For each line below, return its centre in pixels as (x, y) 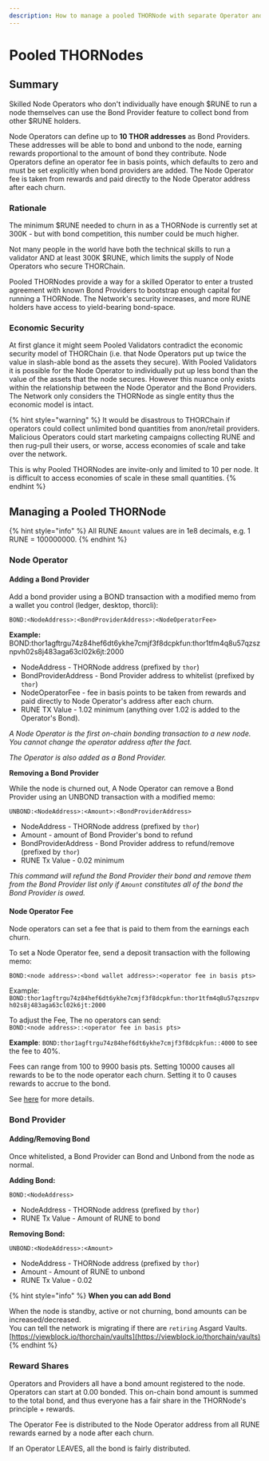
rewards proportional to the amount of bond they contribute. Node (118, 153)
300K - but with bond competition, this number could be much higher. (124, 233)
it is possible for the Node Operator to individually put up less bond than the (134, 371)
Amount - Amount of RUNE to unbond (83, 1272)
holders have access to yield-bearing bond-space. (93, 307)
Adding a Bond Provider (49, 579)
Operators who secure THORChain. (67, 266)
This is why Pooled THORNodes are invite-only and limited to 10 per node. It (134, 470)
